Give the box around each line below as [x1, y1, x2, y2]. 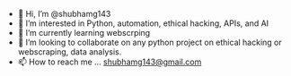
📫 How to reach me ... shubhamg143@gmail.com [17, 56, 202, 67]
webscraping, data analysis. [17, 46, 122, 57]
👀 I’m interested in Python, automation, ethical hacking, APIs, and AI [17, 18, 269, 29]
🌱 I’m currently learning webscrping [17, 28, 151, 38]
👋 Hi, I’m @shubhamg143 [17, 9, 111, 19]
